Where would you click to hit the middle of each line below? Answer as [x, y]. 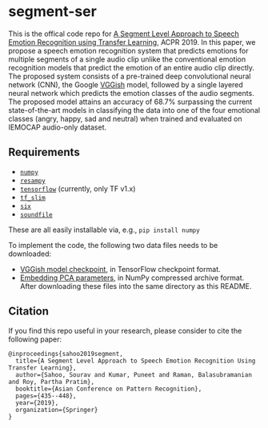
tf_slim [32, 198]
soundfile [36, 214]
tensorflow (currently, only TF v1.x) [78, 188]
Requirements [44, 152]
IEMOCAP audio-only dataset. [57, 127]
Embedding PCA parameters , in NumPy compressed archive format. [132, 278]
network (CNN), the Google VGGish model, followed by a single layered [126, 84]
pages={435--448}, [46, 396]
